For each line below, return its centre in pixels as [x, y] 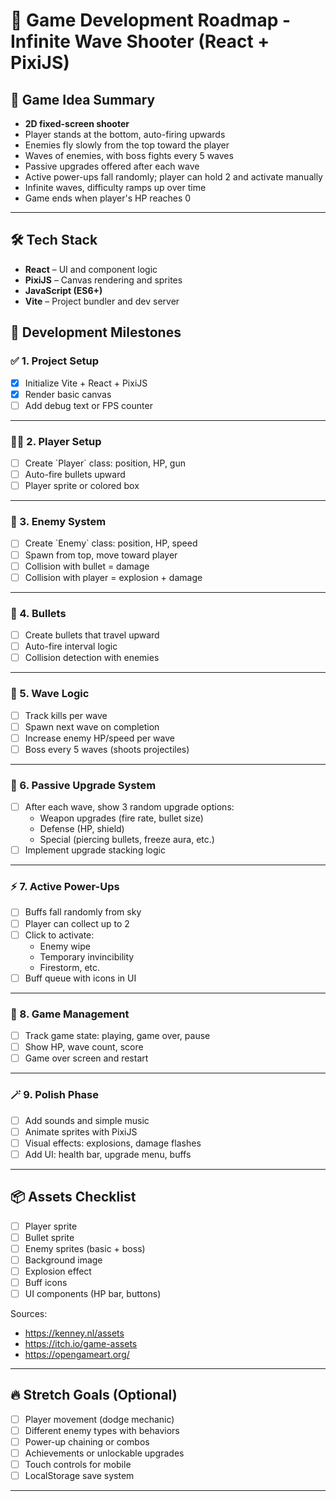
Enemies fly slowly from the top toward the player [127, 145]
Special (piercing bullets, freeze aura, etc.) [127, 840]
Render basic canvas [68, 394]
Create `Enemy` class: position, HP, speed [111, 543]
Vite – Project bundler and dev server [102, 301]
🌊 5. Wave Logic [50, 694]
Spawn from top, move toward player [101, 555]
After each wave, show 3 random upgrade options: [129, 807]
